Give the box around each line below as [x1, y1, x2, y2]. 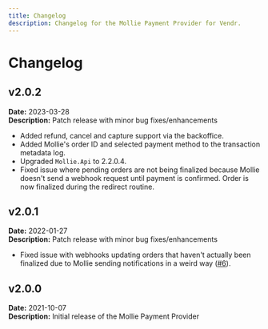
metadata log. [19, 147, 66, 157]
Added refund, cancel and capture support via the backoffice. [19, 130, 224, 140]
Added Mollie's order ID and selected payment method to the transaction [19, 139, 261, 149]
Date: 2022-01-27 [8, 226, 68, 236]
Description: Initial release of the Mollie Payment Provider [8, 311, 200, 321]
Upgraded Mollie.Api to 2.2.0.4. [19, 156, 126, 166]
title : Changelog [8, 11, 66, 20]
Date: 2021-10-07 [8, 303, 66, 313]
